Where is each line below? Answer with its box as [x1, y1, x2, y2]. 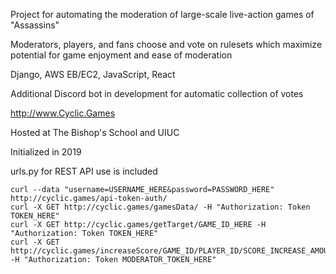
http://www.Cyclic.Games [10, 107, 116, 119]
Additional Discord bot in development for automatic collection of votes [10, 88, 304, 99]
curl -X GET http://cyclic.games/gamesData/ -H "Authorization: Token [10, 202, 311, 212]
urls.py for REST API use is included [10, 165, 158, 177]
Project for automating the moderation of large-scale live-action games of [10, 9, 315, 20]
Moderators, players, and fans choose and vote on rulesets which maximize [10, 39, 323, 50]
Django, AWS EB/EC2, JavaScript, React [10, 69, 176, 80]
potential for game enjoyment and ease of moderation [10, 49, 233, 61]
